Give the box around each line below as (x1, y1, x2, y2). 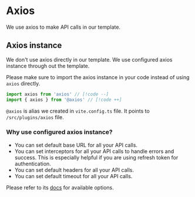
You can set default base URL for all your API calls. (14, 141, 138, 148)
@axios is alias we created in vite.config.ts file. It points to (6, 107, 150, 114)
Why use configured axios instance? (6, 128, 113, 136)
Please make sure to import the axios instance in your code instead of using (6, 73, 190, 80)
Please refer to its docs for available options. (6, 184, 114, 191)
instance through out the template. (6, 62, 90, 69)
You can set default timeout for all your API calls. (14, 172, 133, 179)
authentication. (14, 160, 51, 167)
